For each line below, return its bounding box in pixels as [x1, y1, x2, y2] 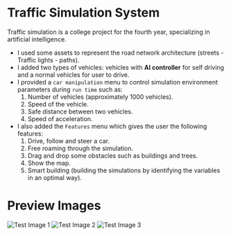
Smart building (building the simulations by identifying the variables [27, 166, 221, 174]
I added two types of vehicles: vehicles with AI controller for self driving [17, 63, 224, 71]
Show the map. [27, 158, 71, 167]
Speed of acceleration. [27, 114, 93, 122]
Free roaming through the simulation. [27, 144, 134, 152]
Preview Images [7, 198, 101, 214]
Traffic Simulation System [7, 5, 160, 21]
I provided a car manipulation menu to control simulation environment [17, 78, 219, 86]
